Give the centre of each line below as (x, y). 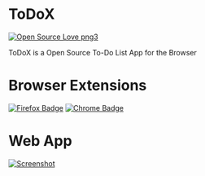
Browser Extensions (78, 86)
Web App (40, 141)
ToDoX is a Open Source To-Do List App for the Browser (103, 52)
